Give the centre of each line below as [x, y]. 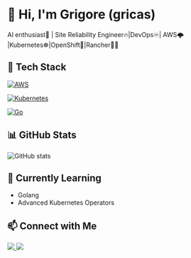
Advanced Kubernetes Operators [66, 203]
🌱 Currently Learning [54, 178]
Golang [28, 195]
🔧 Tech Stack [37, 67]
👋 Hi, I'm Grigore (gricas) [82, 15]
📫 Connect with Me [52, 226]
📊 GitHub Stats [42, 135]
